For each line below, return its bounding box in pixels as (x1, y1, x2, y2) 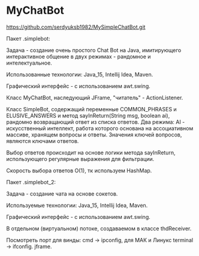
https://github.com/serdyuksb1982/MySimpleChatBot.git (6, 23, 146, 31)
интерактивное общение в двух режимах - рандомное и (6, 53, 151, 60)
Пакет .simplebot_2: (6, 178, 56, 185)
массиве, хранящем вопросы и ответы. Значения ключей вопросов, (6, 131, 182, 138)
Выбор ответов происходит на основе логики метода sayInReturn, (6, 149, 176, 156)
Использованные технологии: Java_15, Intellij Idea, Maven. (6, 71, 153, 78)
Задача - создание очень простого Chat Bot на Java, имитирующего (6, 46, 182, 54)
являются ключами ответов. (6, 137, 79, 144)
